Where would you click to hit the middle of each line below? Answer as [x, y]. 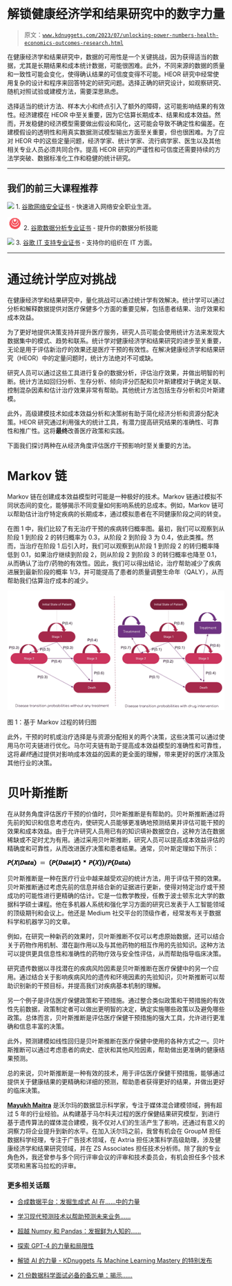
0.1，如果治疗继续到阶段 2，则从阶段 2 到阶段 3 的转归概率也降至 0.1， [120, 554]
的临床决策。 [25, 1090]
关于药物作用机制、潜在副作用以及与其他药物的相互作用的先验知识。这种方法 [116, 945]
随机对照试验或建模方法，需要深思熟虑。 [65, 91]
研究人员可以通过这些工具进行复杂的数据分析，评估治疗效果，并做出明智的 [113, 373]
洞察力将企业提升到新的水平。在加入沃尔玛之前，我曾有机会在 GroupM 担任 [114, 1131]
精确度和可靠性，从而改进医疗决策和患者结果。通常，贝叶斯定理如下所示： [113, 848]
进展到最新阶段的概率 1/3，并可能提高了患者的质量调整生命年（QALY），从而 [116, 571]
